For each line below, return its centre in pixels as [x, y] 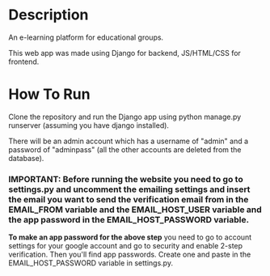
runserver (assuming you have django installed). [89, 125]
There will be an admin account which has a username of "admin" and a [129, 141]
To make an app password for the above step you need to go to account [130, 237]
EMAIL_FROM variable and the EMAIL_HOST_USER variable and [135, 210]
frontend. [24, 62]
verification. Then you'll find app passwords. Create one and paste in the [130, 255]
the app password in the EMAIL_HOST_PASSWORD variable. [129, 219]
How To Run [49, 94]
